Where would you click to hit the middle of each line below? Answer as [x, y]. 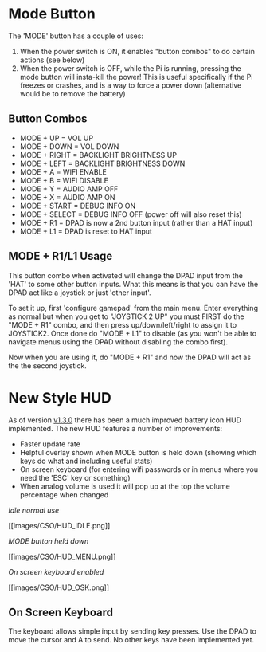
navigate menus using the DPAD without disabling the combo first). [118, 342]
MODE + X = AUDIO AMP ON [67, 197]
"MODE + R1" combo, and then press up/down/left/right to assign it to [123, 324]
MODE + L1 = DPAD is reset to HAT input [86, 231]
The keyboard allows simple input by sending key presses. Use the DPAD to [133, 631]
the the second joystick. [48, 365]
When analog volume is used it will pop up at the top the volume [125, 486]
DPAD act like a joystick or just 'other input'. [80, 293]
